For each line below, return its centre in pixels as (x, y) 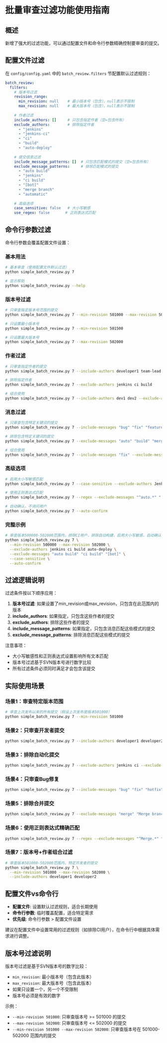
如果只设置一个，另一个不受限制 (45, 989)
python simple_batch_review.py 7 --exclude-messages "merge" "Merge (78, 814)
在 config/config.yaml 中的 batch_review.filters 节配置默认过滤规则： (78, 73)
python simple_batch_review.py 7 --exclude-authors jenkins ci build (79, 385)
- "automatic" (33, 194)
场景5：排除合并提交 (30, 803)
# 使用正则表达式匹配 (24, 493)
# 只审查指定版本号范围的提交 (32, 310)
